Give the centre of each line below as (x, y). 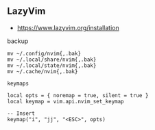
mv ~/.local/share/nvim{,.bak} (52, 60)
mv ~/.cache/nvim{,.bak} (43, 71)
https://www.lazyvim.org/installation (68, 27)
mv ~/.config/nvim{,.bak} (44, 53)
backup (18, 41)
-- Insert (21, 113)
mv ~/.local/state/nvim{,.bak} (52, 65)
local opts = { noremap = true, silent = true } (78, 95)
